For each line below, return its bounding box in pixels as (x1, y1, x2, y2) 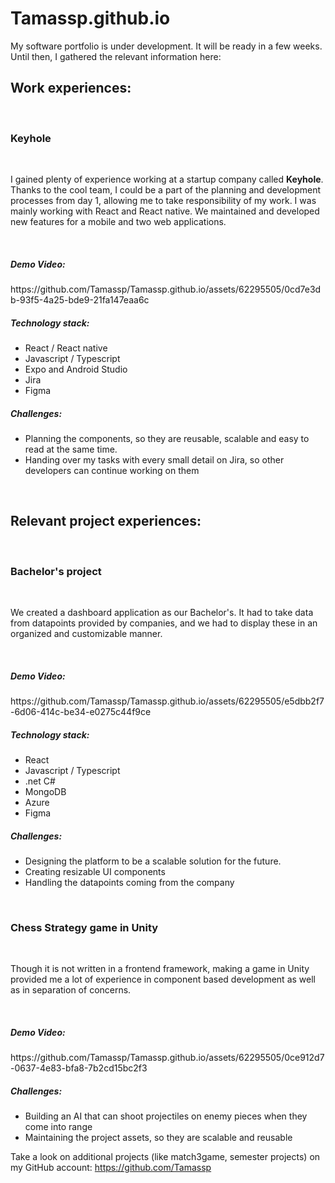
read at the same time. (24, 443, 118, 455)
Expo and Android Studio (24, 363, 128, 375)
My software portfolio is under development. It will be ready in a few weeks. (10, 40, 323, 52)
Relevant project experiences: (10, 513, 202, 530)
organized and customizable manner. (10, 628, 163, 640)
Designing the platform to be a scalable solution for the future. (24, 855, 282, 867)
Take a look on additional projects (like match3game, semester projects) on (10, 1151, 321, 1163)
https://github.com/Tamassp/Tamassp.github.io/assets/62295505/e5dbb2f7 (10, 695, 325, 707)
